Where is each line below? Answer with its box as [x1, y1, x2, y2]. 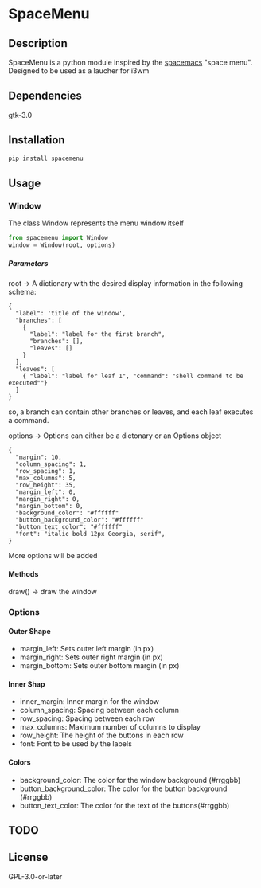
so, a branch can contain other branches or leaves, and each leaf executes [8, 407, 254, 417]
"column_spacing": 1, [15, 460, 88, 468]
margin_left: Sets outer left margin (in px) [19, 644, 154, 654]
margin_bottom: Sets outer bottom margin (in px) [19, 661, 180, 671]
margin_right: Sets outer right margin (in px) [19, 652, 163, 662]
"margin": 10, [15, 453, 62, 461]
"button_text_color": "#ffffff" [15, 522, 123, 530]
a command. [8, 415, 49, 424]
